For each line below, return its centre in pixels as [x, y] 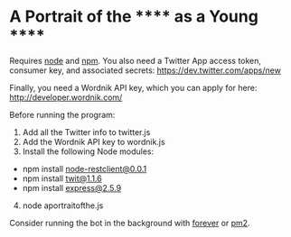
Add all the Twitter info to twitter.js [86, 132]
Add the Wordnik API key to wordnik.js [94, 141]
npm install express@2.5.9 [72, 187]
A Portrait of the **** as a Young [134, 17]
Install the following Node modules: [88, 151]
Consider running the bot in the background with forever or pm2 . [130, 223]
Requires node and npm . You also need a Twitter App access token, [136, 60]
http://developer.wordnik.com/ [66, 97]
